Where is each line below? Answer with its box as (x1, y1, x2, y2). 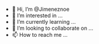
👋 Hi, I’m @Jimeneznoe (11, 6, 70, 12)
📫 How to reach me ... (11, 32, 68, 38)
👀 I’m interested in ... (11, 12, 63, 19)
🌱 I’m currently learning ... (11, 18, 76, 25)
